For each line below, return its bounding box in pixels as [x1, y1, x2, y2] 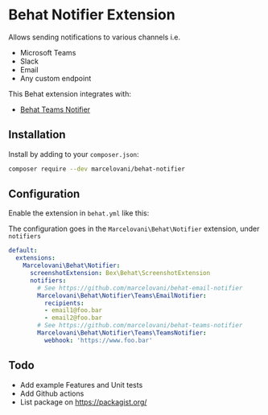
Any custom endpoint [19, 73, 92, 83]
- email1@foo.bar [43, 306, 103, 314]
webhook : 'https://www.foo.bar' [43, 336, 153, 344]
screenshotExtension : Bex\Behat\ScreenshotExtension [29, 269, 211, 277]
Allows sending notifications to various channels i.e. [8, 32, 181, 42]
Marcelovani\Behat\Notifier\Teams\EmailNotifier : [37, 291, 207, 299]
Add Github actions [19, 388, 85, 398]
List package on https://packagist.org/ [19, 397, 147, 407]
